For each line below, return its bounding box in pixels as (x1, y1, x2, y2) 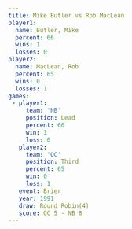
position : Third (25, 158, 79, 166)
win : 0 (25, 172, 47, 181)
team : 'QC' (25, 150, 61, 158)
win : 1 (25, 128, 47, 136)
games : (8, 92, 30, 100)
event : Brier (18, 187, 61, 195)
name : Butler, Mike (15, 26, 79, 34)
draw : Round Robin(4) (18, 201, 90, 209)
